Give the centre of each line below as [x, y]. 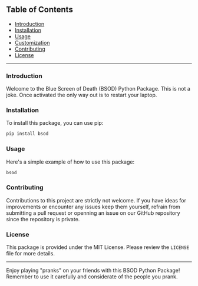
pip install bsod [27, 134]
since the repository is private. [43, 219]
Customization [32, 42]
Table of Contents [40, 10]
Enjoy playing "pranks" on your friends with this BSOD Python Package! [93, 271]
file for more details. [30, 254]
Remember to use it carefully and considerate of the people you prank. [92, 277]
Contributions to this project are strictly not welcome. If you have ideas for [96, 200]
